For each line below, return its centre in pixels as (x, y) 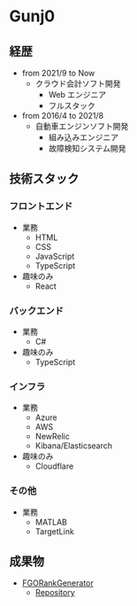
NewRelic (53, 437)
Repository (55, 593)
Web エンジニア (77, 94)
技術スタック (44, 179)
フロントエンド (41, 206)
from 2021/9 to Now (58, 73)
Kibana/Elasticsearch (74, 446)
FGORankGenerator (58, 583)
